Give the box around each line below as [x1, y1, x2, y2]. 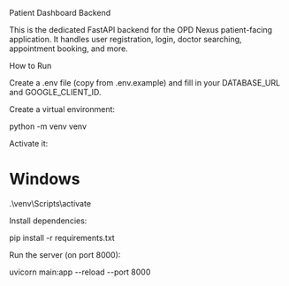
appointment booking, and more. [9, 43, 128, 54]
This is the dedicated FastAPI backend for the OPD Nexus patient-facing [9, 25, 272, 34]
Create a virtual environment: [9, 104, 116, 114]
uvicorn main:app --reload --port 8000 [9, 267, 151, 277]
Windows [9, 169, 80, 189]
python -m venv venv [9, 121, 87, 132]
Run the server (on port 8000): [9, 249, 121, 260]
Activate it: [9, 139, 49, 148]
